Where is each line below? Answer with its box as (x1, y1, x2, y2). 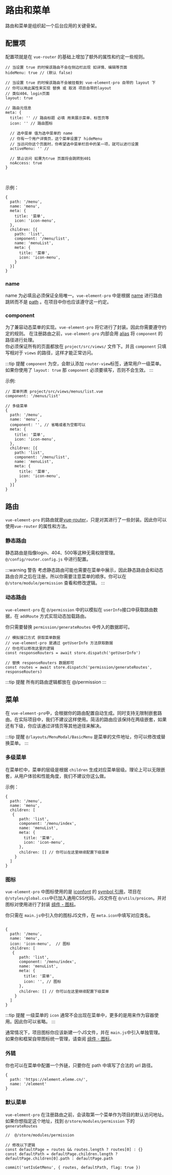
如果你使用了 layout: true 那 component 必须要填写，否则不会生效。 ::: (5, 367, 154, 373)
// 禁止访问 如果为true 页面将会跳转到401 (10, 156, 91, 161)
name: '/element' (10, 1081, 47, 1087)
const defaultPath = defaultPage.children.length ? (5, 1151, 118, 1157)
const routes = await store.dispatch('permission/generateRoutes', (5, 665, 153, 670)
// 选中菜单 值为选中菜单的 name (10, 131, 73, 136)
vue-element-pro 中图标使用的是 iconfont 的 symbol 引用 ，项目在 (5, 889, 142, 895)
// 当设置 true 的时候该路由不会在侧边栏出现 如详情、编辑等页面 (5, 65, 127, 70)
